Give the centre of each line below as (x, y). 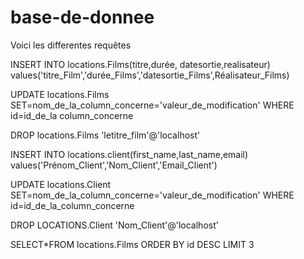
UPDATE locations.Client (61, 184)
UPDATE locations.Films (60, 94)
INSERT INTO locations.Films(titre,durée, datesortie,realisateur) (140, 64)
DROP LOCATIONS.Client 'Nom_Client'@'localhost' (114, 225)
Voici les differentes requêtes (71, 45)
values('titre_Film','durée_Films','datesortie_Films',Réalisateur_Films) (150, 75)
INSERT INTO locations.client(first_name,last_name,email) (129, 154)
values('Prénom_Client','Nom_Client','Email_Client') (114, 165)
